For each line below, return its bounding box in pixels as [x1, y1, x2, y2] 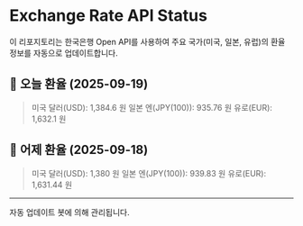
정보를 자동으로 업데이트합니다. [9, 47, 119, 59]
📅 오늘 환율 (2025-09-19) [9, 77, 149, 92]
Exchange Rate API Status [9, 5, 207, 26]
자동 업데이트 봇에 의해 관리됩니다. [9, 206, 130, 217]
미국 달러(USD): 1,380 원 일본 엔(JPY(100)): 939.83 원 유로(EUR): [31, 167, 267, 178]
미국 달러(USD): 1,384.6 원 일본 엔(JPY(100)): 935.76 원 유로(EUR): [31, 102, 273, 113]
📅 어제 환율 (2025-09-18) [9, 142, 149, 158]
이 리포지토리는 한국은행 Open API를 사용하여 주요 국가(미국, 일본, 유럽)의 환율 [9, 36, 286, 47]
